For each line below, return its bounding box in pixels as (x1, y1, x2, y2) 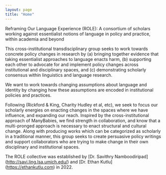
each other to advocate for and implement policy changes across (5, 61, 139, 67)
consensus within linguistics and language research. (5, 72, 113, 78)
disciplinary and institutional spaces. (5, 144, 80, 150)
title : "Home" (5, 12, 35, 17)
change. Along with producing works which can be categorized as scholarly (5, 128, 161, 134)
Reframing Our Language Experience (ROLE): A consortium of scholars (5, 25, 151, 31)
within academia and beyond (5, 36, 65, 42)
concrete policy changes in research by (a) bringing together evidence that (5, 51, 159, 57)
